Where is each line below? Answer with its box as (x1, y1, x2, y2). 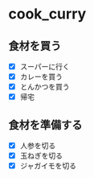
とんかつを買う (19, 82, 70, 92)
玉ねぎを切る (19, 151, 63, 161)
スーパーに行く (19, 62, 70, 71)
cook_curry (8, 5, 87, 23)
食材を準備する (8, 118, 83, 131)
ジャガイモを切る (19, 161, 77, 171)
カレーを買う (19, 72, 63, 81)
